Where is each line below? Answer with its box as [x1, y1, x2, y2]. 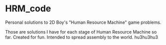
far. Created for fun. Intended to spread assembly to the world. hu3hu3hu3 [5, 34, 158, 40]
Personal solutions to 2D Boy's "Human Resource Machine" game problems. [5, 19, 162, 25]
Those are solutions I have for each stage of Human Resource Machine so [5, 29, 157, 35]
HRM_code [5, 3, 51, 14]
